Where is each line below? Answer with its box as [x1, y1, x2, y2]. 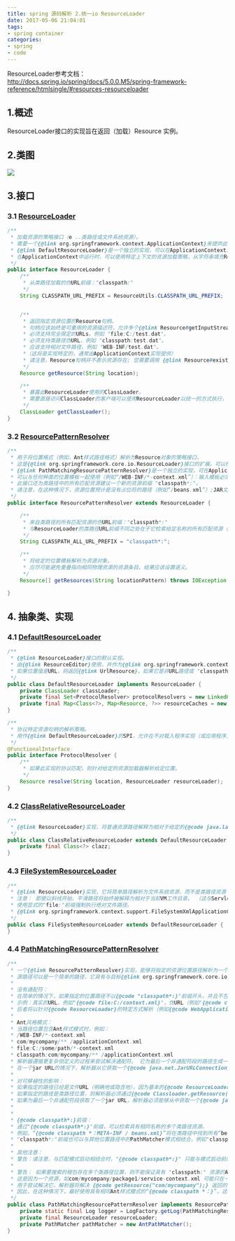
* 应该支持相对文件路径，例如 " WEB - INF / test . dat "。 [22, 344, 162, 351]
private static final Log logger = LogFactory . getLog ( [20, 1208, 183, 1215]
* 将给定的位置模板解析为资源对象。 [22, 558, 113, 565]
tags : [7, 23, 23, 30]
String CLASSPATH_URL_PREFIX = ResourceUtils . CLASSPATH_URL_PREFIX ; [20, 292, 224, 299]
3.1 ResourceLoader [7, 211, 76, 221]
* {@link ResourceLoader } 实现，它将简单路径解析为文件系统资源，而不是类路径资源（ [10, 889, 232, 896]
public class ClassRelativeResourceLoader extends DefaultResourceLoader [7, 837, 227, 844]
